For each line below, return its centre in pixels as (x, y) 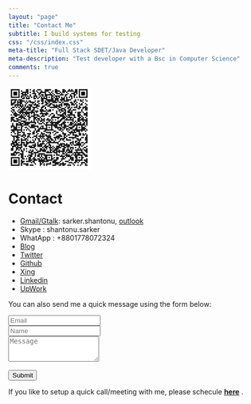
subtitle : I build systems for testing (75, 33)
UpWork (33, 288)
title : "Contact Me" (43, 25)
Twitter (31, 254)
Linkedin (34, 280)
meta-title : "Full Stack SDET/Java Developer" (87, 51)
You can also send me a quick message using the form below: (110, 304)
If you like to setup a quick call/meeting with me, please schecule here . (126, 391)
